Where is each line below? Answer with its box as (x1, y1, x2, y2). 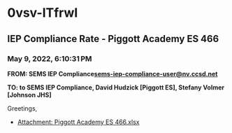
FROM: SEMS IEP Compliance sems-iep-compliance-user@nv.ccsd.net (7, 69, 218, 78)
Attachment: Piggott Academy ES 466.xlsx (17, 118, 140, 126)
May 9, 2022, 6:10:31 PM (7, 54, 92, 64)
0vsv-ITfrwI (7, 5, 78, 21)
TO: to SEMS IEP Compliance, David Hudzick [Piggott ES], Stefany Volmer (7, 83, 225, 92)
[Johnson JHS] (7, 90, 52, 99)
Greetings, (7, 104, 38, 113)
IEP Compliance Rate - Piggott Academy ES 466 (7, 33, 219, 45)
